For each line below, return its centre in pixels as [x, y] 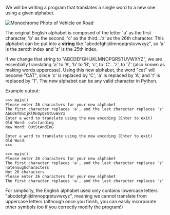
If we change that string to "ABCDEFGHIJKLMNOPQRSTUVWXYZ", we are [84, 59]
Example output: [23, 91]
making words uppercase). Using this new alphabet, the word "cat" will [80, 70]
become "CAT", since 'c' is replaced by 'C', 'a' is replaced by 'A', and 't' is [83, 75]
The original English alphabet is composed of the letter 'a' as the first [78, 33]
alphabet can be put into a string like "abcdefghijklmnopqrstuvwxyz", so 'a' [85, 44]
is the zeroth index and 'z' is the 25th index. [52, 49]
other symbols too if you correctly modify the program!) [64, 207]
